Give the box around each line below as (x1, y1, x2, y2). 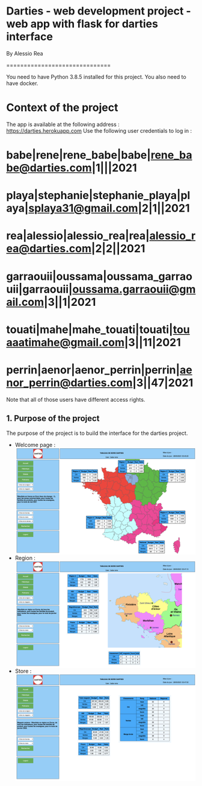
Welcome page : (14, 441, 56, 448)
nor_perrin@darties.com (6, 376, 133, 390)
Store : (14, 668, 32, 675)
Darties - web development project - (6, 4, 191, 18)
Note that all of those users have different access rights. (6, 396, 145, 403)
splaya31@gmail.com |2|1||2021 (28, 201, 190, 215)
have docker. (6, 80, 38, 87)
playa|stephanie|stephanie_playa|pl (6, 189, 191, 203)
